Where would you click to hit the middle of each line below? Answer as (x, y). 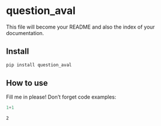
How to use (27, 83)
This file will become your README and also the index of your (80, 27)
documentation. (25, 33)
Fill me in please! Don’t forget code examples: (61, 97)
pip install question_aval (39, 65)
